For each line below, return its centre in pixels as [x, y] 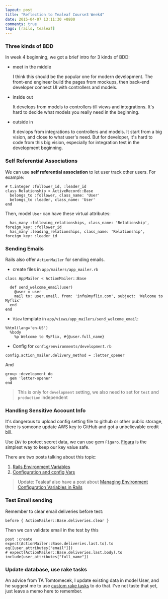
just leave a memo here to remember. [44, 591]
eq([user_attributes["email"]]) [39, 548]
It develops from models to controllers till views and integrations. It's [83, 107]
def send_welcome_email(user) [41, 288]
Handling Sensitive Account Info [46, 410]
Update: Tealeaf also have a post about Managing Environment [83, 482]
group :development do [29, 374]
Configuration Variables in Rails [50, 487]
